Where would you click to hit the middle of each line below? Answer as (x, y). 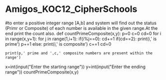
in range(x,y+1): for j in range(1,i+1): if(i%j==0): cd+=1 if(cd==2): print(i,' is (81, 39)
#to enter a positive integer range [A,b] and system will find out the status (81, 23)
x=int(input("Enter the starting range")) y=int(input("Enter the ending (76, 67)
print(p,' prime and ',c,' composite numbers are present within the (79, 53)
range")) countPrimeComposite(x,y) (42, 72)
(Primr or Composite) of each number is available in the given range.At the (82, 28)
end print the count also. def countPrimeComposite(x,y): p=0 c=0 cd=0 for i (83, 33)
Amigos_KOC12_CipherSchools (71, 9)
